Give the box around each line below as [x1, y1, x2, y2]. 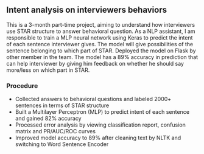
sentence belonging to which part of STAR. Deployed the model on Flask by [6, 47, 196, 54]
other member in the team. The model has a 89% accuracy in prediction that [6, 53, 199, 60]
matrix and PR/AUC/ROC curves [15, 128, 96, 135]
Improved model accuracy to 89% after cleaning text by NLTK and [15, 134, 181, 142]
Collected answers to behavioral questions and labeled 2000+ [15, 96, 172, 103]
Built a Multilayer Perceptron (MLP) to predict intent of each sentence [15, 108, 190, 116]
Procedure [6, 82, 38, 90]
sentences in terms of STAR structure [15, 102, 110, 109]
